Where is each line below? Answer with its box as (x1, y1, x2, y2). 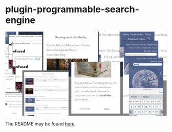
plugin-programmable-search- (5, 4, 139, 15)
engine (5, 14, 36, 26)
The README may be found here (5, 121, 75, 127)
